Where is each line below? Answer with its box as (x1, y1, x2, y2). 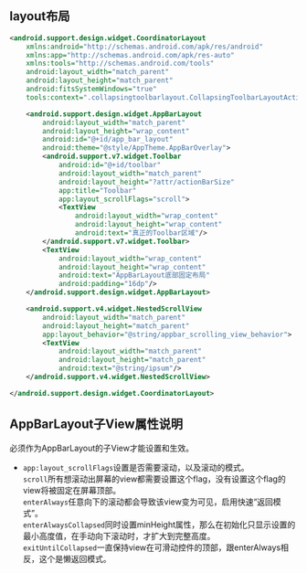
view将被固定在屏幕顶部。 (22, 484, 122, 495)
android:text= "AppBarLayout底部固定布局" (58, 271, 210, 281)
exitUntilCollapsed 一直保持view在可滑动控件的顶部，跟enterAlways (22, 542, 281, 553)
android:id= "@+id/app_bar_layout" (42, 135, 174, 144)
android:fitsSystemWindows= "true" (26, 85, 157, 94)
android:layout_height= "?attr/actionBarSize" (58, 177, 235, 186)
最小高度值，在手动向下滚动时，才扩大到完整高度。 (22, 530, 216, 541)
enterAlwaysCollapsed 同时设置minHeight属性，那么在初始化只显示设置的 (22, 519, 296, 530)
